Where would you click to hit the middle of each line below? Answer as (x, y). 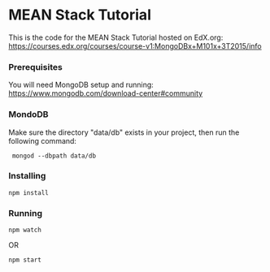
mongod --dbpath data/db (54, 156)
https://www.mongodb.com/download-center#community (106, 93)
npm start (25, 260)
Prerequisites (35, 67)
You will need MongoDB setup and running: (81, 85)
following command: (43, 140)
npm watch (25, 230)
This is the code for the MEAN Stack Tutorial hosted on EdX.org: (116, 37)
